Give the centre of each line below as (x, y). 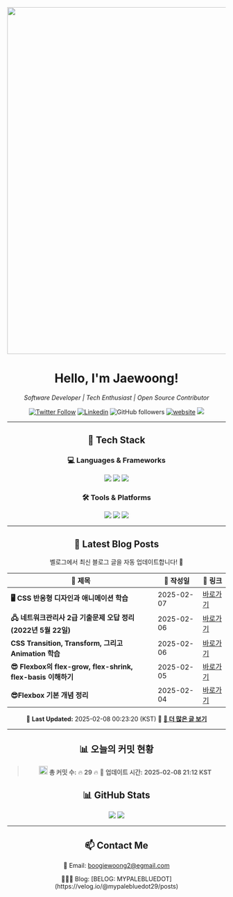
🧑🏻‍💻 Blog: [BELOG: (88, 879)
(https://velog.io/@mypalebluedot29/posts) (116, 887)
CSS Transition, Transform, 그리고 (67, 643)
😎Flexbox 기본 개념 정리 (50, 695)
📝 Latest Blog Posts (116, 544)
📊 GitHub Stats (116, 795)
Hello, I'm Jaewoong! (116, 378)
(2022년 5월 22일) (41, 630)
